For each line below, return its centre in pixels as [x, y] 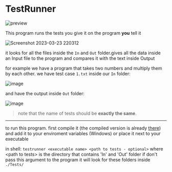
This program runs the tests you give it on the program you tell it [73, 33]
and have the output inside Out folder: [45, 93]
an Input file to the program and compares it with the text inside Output [80, 58]
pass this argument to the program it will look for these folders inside [78, 160]
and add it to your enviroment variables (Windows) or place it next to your [83, 133]
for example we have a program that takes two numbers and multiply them [84, 68]
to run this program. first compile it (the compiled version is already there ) [83, 128]
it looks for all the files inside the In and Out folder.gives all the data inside [83, 53]
